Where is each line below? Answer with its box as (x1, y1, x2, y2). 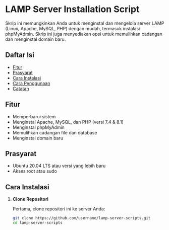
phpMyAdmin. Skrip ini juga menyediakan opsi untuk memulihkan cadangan (5, 31, 162, 37)
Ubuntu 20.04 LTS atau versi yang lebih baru (12, 163, 106, 169)
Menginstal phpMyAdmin (12, 124, 65, 130)
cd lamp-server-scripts (12, 220, 63, 225)
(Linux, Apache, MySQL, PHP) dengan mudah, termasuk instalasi (5, 25, 140, 31)
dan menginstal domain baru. (5, 36, 66, 42)
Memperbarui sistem (12, 113, 56, 119)
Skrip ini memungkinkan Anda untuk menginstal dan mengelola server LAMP (5, 20, 164, 26)
